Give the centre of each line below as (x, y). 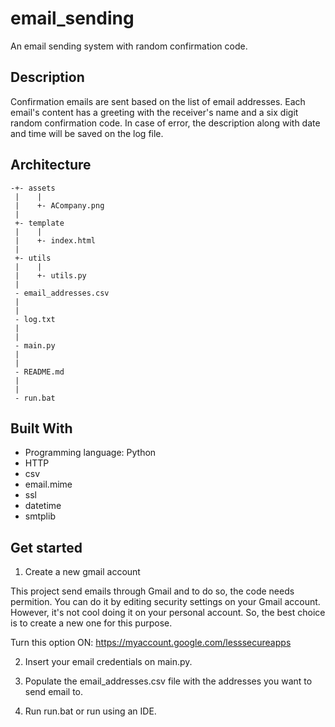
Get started (46, 547)
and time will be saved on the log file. (87, 133)
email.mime (48, 484)
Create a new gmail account (82, 572)
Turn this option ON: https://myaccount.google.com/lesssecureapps (151, 643)
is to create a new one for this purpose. (91, 623)
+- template (39, 223)
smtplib (40, 516)
